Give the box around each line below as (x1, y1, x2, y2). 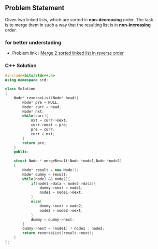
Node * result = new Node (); (22, 167, 79, 172)
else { (30, 199, 42, 204)
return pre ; (22, 140, 47, 145)
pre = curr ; (30, 127, 55, 132)
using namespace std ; (5, 78, 49, 83)
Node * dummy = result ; (22, 172, 68, 177)
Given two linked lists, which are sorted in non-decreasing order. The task (5, 16, 154, 22)
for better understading (5, 39, 61, 46)
